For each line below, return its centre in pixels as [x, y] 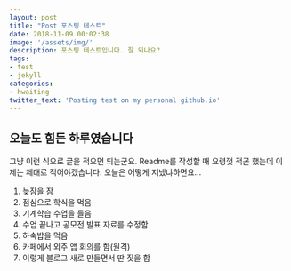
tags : [19, 59]
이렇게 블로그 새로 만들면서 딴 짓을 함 [86, 258]
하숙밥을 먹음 [45, 235]
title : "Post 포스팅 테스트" [58, 26]
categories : [31, 84]
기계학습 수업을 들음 [57, 213]
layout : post [33, 17]
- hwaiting [29, 92]
